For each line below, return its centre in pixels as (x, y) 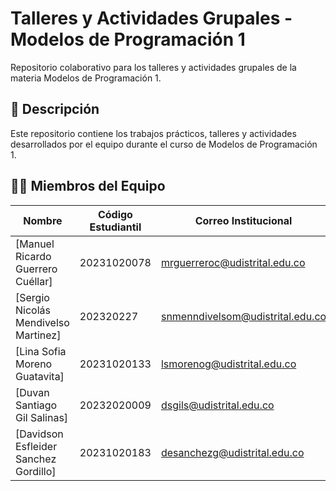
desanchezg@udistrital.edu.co (232, 452)
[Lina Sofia (41, 351)
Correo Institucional (243, 220)
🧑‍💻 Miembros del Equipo (88, 186)
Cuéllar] (34, 281)
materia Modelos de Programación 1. (86, 78)
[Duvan (32, 392)
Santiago (36, 405)
